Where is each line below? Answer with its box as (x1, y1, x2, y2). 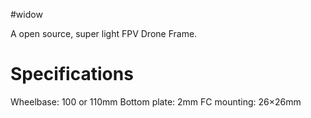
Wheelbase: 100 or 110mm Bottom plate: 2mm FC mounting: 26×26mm (10, 95, 302, 108)
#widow (10, 9, 43, 20)
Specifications (10, 63, 134, 86)
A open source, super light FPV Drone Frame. (10, 28, 198, 39)
